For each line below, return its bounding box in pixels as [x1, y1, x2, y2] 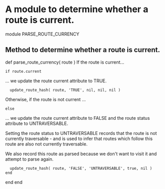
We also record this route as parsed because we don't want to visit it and [5, 151, 157, 157]
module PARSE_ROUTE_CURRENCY [5, 31, 80, 37]
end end [5, 179, 23, 185]
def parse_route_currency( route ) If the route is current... [5, 59, 125, 65]
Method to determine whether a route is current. [5, 45, 160, 54]
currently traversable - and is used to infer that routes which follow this [5, 135, 153, 141]
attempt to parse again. [5, 156, 54, 162]
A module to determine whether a [5, 4, 149, 15]
